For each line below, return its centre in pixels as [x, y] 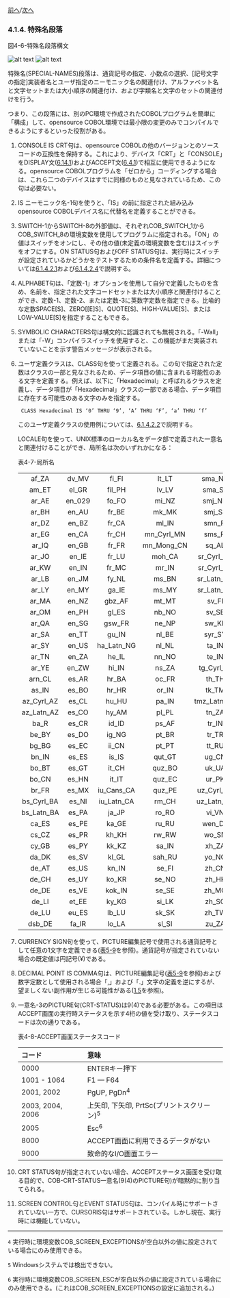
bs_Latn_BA [40, 812]
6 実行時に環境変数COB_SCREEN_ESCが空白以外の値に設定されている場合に [115, 1280]
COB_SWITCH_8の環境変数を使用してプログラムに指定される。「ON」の [118, 234]
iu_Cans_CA [117, 790]
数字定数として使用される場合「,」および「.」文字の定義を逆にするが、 [118, 982]
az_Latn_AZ [40, 712]
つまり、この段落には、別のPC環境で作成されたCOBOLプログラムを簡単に [112, 114]
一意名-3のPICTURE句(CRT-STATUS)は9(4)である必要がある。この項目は [120, 1005]
